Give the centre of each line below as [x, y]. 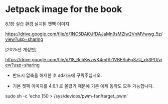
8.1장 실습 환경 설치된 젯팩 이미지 [37, 24]
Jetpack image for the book [64, 9]
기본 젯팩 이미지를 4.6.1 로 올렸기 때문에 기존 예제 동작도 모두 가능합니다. [83, 86]
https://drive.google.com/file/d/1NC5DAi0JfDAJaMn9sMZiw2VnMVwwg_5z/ [84, 34]
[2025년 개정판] [21, 49]
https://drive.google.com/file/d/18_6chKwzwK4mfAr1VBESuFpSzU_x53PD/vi [84, 59]
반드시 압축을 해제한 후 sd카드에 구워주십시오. [57, 75]
